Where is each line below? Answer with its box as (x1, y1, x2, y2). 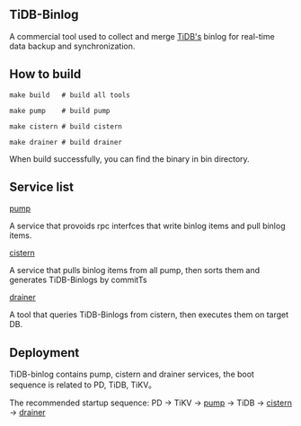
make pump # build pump (9, 106, 111, 115)
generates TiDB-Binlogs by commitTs (9, 274, 147, 286)
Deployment (9, 345, 80, 360)
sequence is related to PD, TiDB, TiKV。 (9, 379, 157, 390)
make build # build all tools (9, 90, 130, 100)
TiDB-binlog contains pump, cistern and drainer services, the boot (9, 368, 254, 380)
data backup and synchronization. (9, 40, 136, 51)
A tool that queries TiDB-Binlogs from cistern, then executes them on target (9, 309, 289, 320)
